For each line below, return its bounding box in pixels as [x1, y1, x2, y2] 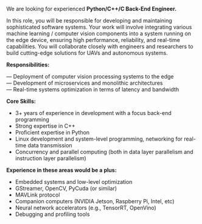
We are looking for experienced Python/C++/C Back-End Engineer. [6, 5, 177, 12]
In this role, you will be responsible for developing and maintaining [6, 17, 172, 24]
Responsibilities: [6, 61, 50, 68]
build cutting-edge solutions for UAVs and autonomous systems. [6, 49, 169, 57]
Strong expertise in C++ [15, 122, 76, 130]
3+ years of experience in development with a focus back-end [15, 110, 172, 116]
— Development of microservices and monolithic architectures [6, 79, 163, 86]
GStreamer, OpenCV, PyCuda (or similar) [15, 185, 117, 192]
